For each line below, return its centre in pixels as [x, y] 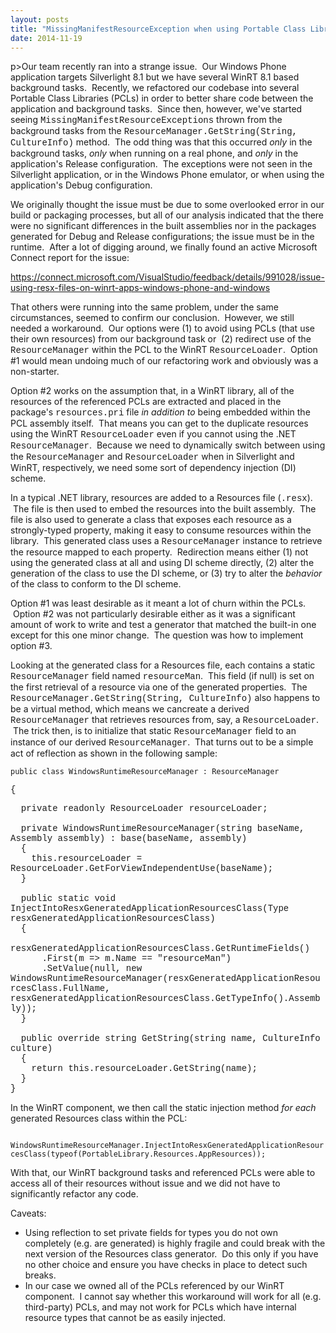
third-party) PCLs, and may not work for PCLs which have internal [160, 1307]
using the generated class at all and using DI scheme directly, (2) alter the [162, 563]
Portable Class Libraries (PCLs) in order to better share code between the [162, 98]
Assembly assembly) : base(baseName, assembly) [129, 839]
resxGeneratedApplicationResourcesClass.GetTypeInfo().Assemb [165, 999]
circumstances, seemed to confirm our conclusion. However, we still [152, 318]
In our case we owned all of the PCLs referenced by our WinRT [154, 1286]
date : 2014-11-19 [46, 38]
